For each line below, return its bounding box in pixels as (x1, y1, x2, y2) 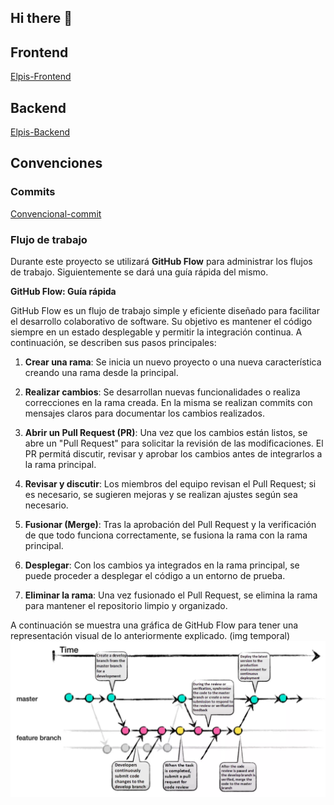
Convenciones (10, 155, 103, 172)
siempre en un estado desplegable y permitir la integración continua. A (10, 326, 303, 338)
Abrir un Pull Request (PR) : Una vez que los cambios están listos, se (24, 427, 308, 438)
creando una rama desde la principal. (24, 367, 179, 378)
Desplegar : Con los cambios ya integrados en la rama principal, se (24, 559, 300, 571)
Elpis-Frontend (10, 71, 72, 83)
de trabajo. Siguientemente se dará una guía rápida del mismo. (10, 266, 269, 278)
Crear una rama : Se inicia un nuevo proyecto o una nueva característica (24, 356, 322, 368)
